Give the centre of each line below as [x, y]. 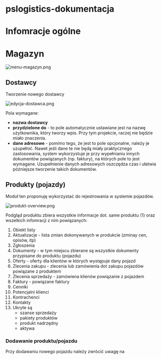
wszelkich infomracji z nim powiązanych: [46, 220]
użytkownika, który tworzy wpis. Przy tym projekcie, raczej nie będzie [82, 133]
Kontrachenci [26, 297]
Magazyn [25, 53]
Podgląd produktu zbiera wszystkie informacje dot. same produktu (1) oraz [80, 215]
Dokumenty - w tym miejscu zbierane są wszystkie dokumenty [76, 250]
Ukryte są [22, 307]
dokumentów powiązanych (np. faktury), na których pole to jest [76, 159]
